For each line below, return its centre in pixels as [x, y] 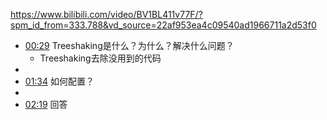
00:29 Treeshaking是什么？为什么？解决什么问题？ [129, 45]
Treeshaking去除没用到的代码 [100, 58]
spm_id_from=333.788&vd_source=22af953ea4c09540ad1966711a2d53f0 [163, 25]
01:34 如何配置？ [59, 81]
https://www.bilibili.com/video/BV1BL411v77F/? [106, 14]
